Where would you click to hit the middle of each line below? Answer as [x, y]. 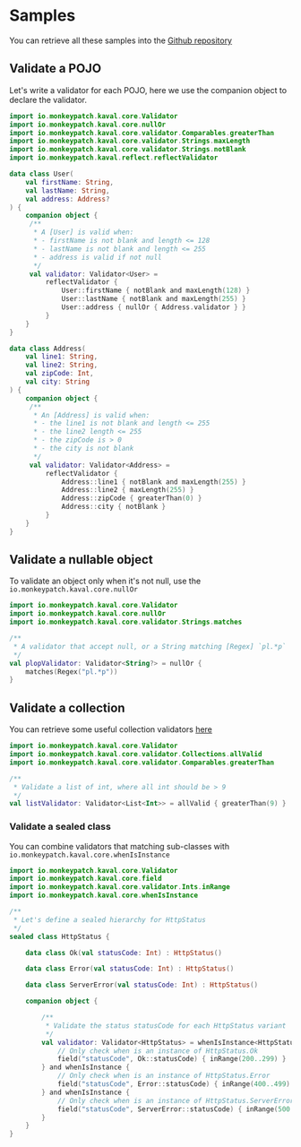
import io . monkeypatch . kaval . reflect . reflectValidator [114, 158]
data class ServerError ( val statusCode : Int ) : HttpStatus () [142, 985]
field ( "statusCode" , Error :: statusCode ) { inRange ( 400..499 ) [174, 1084]
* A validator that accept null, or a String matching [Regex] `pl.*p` [150, 646]
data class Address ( [48, 349]
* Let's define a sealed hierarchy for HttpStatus [109, 919]
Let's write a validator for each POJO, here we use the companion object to [148, 90]
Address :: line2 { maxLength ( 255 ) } [128, 490]
